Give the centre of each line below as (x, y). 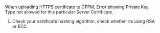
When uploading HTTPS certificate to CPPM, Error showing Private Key (77, 7)
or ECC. (20, 26)
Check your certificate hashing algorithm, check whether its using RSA (83, 21)
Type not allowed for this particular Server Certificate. (59, 12)
